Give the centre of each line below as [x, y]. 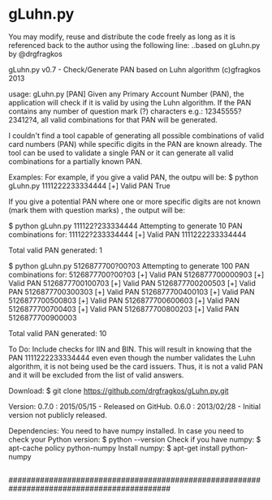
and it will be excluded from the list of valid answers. [96, 375]
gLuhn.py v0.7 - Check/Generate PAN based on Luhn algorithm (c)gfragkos [135, 69]
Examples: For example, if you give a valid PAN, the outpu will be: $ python [134, 177]
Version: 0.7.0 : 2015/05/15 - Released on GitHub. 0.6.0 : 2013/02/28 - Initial [135, 406]
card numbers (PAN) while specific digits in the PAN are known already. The [135, 144]
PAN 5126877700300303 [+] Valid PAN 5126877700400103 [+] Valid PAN [132, 291]
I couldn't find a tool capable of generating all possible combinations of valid [136, 136]
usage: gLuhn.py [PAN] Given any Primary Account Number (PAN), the [127, 93]
